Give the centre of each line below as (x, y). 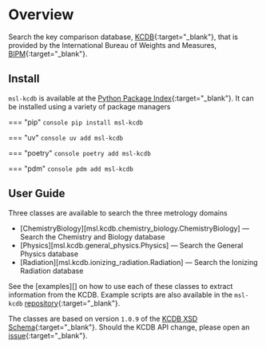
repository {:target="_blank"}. (72, 303)
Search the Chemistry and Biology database (92, 236)
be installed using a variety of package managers (89, 106)
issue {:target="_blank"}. (48, 335)
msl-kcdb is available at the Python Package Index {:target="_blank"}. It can (131, 98)
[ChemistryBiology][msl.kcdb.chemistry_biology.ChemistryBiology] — (135, 228)
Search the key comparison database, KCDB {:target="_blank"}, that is (123, 37)
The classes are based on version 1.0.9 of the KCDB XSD (103, 318)
